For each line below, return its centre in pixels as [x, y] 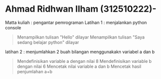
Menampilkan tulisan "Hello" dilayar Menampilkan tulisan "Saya [81, 37]
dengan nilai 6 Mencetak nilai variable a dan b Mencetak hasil [79, 66]
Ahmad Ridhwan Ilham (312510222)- [81, 9]
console [13, 27]
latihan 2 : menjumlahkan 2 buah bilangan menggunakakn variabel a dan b [80, 52]
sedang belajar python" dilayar [48, 42]
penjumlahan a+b [35, 71]
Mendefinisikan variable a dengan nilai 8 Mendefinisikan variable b [84, 61]
